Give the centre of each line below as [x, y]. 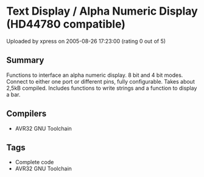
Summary [25, 60]
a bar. [13, 94]
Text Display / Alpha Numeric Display [102, 11]
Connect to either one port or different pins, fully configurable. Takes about [100, 81]
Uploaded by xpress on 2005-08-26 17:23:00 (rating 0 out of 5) [86, 41]
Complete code [34, 162]
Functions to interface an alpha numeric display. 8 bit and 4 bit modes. [95, 75]
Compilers [26, 114]
